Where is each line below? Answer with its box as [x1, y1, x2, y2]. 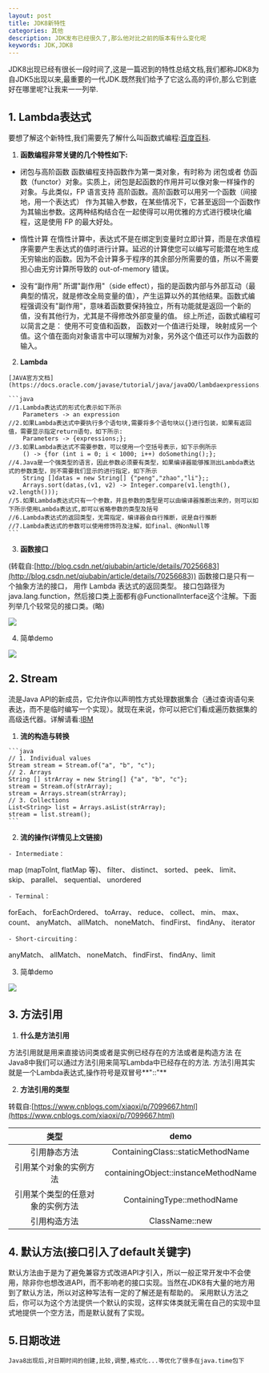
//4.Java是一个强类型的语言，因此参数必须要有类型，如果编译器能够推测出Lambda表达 [8, 458, 255, 467]
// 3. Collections [8, 796, 70, 805]
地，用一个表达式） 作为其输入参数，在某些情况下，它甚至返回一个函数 [19, 197, 254, 207]
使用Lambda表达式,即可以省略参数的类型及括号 [26, 505, 159, 513]
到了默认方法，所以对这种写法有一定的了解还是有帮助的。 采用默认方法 [8, 1288, 242, 1298]
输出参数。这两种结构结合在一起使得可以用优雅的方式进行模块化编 [34, 207, 252, 216]
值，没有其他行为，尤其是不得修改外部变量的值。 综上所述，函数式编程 [19, 311, 254, 320]
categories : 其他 [8, 26, 64, 34]
